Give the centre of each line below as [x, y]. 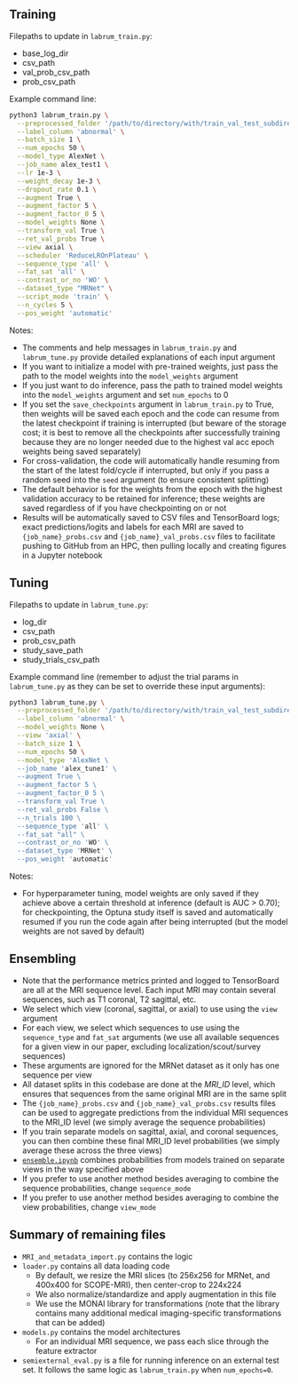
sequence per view [57, 1075]
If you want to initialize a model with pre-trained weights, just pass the [150, 366]
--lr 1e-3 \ [39, 172]
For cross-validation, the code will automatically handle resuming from [151, 460]
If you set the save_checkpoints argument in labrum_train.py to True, [148, 404]
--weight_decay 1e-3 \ [59, 181]
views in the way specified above [83, 1169]
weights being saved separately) [82, 451]
